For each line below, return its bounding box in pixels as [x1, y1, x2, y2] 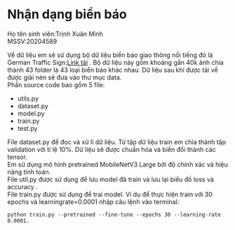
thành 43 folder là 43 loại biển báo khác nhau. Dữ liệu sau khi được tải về [7, 65, 219, 74]
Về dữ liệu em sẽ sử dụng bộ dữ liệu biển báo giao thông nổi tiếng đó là [7, 51, 213, 59]
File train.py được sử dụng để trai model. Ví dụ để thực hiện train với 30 [7, 190, 213, 198]
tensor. [7, 153, 28, 161]
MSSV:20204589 [7, 37, 58, 45]
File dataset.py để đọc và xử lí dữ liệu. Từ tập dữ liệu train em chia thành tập [7, 137, 227, 146]
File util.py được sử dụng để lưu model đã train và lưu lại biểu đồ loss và [7, 175, 214, 184]
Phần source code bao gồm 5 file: [7, 80, 105, 89]
